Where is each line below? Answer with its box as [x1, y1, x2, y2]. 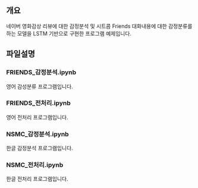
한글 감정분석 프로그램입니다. [6, 145, 73, 152]
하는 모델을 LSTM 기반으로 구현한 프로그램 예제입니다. [6, 30, 132, 37]
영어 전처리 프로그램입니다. [6, 113, 68, 120]
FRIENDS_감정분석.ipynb [6, 68, 77, 77]
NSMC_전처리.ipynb [6, 161, 64, 169]
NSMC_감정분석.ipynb [6, 130, 70, 138]
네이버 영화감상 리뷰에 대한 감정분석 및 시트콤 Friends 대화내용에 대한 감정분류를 [6, 23, 193, 30]
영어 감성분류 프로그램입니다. [6, 82, 73, 90]
